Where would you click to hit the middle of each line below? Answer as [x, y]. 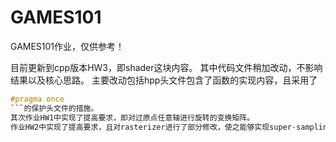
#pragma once [37, 99]
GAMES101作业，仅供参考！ [67, 46]
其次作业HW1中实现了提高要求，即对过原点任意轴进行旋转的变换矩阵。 [132, 117]
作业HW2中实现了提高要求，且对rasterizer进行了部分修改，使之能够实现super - [153, 127]
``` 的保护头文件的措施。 [54, 108]
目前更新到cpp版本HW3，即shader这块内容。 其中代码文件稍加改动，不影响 [166, 67]
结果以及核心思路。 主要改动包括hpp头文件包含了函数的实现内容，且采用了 [164, 80]
